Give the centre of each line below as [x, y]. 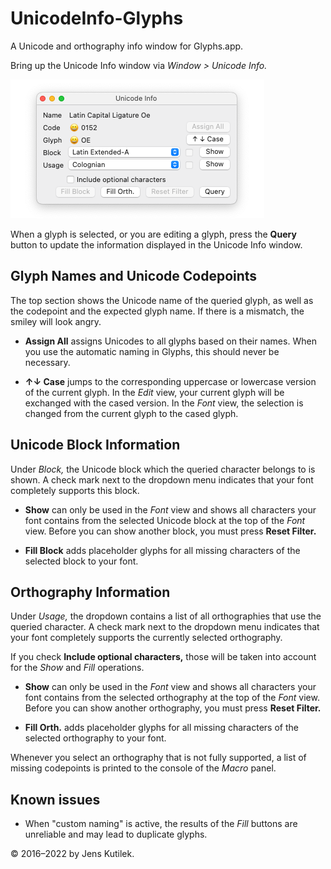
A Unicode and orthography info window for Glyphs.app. [127, 46]
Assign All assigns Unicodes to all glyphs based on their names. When [170, 341]
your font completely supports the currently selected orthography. [146, 638]
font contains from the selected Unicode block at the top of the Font [165, 520]
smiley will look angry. [56, 321]
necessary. [47, 362]
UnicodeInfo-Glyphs [97, 18]
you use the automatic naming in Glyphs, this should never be [152, 351]
